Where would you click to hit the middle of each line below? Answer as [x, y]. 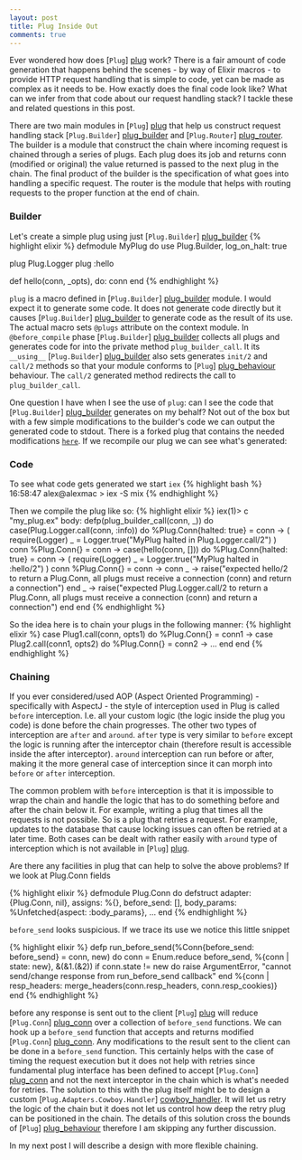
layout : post [34, 18]
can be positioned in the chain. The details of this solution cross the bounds [150, 1118]
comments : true [38, 34]
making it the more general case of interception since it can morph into [141, 764]
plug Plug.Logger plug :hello [62, 263]
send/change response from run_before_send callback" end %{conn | [139, 976]
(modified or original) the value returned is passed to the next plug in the [144, 165]
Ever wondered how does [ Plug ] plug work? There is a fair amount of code [148, 61]
